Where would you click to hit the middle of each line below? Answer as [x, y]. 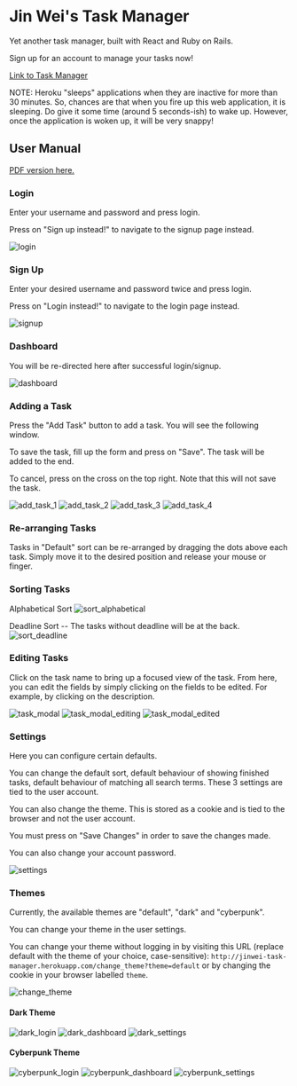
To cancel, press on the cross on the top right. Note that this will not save [143, 478]
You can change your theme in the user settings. [98, 930]
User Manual [45, 149]
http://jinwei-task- [249, 957]
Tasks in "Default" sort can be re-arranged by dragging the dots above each [148, 547]
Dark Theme [32, 1012]
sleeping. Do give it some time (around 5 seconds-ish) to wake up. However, [149, 111]
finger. [21, 566]
